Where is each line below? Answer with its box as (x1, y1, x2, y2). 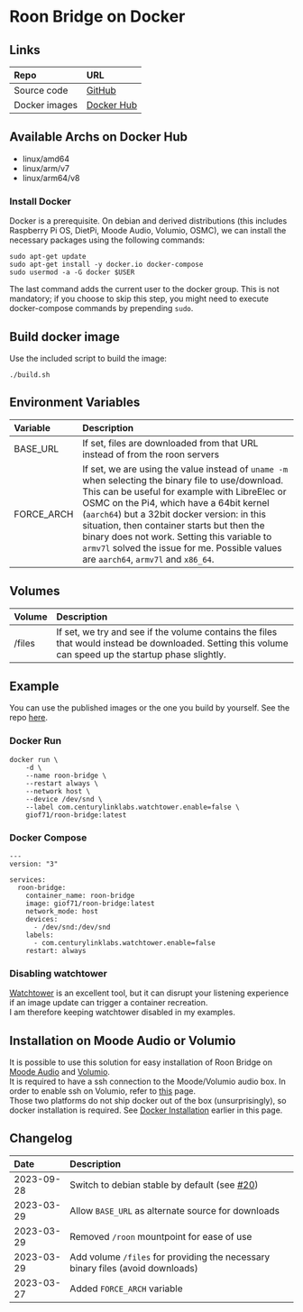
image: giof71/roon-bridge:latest (25, 899, 155, 908)
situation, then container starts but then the (82, 518, 265, 531)
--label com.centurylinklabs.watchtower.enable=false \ (25, 803, 241, 812)
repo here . (9, 712, 48, 723)
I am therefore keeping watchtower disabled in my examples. (9, 1007, 236, 1018)
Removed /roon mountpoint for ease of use (69, 1230, 252, 1243)
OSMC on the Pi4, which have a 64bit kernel (82, 496, 270, 509)
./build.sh (9, 370, 50, 380)
